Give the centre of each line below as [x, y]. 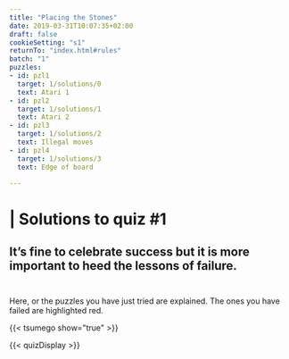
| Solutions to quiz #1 [88, 219]
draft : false [33, 34]
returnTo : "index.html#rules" [66, 51]
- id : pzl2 [29, 100]
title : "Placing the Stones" [63, 17]
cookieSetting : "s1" [48, 42]
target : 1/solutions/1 [59, 109]
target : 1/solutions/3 [59, 159]
